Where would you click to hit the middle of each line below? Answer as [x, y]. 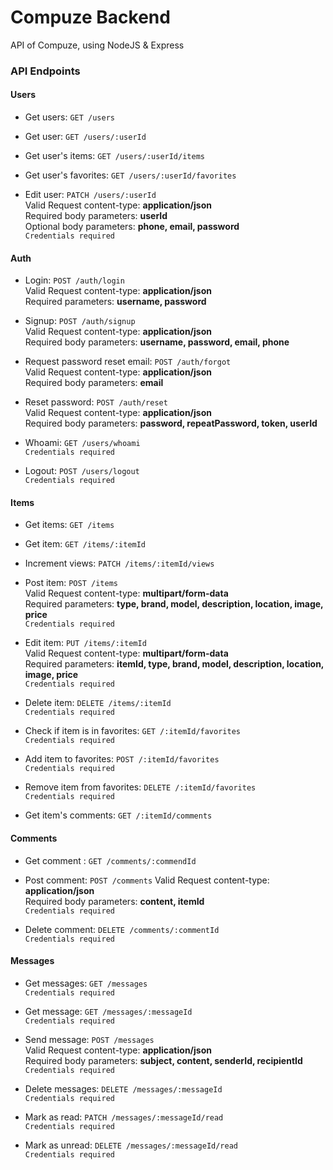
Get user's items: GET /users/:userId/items [114, 156]
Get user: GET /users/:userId [85, 137]
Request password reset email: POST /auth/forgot [128, 362]
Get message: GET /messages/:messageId [108, 1011]
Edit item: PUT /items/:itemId [85, 643]
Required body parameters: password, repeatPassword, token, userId [171, 423]
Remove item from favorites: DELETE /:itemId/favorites [140, 787]
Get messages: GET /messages [86, 983]
